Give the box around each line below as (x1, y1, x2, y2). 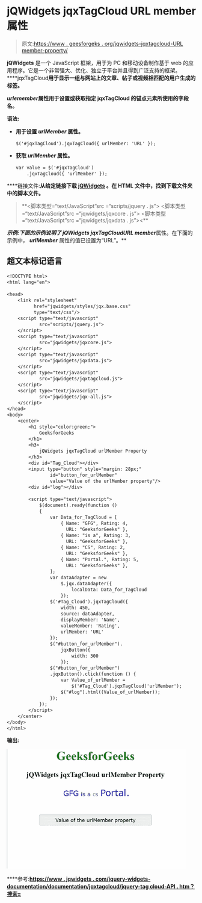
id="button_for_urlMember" (49, 472, 118, 478)
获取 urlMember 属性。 (15, 152, 73, 159)
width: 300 (71, 653, 99, 659)
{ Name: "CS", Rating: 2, (60, 544, 126, 550)
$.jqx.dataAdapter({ (60, 580, 112, 587)
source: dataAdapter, (60, 611, 115, 617)
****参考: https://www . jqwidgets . (7, 875, 95, 883)
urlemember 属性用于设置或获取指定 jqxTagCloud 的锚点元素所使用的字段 (7, 95, 189, 102)
